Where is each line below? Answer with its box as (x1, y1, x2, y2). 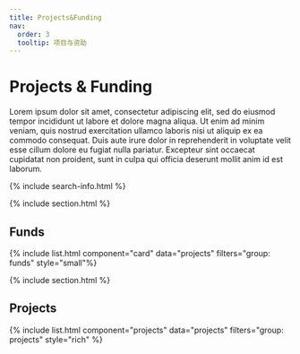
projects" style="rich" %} (9, 333, 103, 345)
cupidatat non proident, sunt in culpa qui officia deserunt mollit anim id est (9, 154, 284, 165)
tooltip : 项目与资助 (17, 38, 88, 47)
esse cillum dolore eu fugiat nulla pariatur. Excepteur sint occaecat (9, 144, 255, 155)
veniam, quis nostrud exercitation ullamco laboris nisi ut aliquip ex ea (9, 125, 263, 136)
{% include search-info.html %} (9, 181, 126, 192)
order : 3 (17, 30, 50, 39)
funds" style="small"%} (9, 257, 98, 268)
